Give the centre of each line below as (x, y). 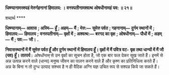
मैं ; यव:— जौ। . (25, 40)
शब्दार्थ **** (15, 18)
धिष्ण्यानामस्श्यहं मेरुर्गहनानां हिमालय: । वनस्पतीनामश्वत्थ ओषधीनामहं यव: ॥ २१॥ (69, 8)
